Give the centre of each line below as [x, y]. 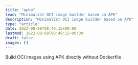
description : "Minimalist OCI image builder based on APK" [70, 19]
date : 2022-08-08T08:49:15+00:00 [41, 29]
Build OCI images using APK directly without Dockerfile [63, 57]
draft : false [19, 38]
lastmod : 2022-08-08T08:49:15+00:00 [44, 33]
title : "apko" [20, 10]
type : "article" [22, 24]
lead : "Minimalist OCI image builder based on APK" [61, 15]
